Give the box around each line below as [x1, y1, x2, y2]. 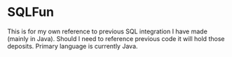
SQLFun [7, 4, 55, 20]
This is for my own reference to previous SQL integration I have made [7, 27, 208, 35]
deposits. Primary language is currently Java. [7, 42, 138, 50]
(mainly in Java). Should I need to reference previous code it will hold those [7, 34, 225, 42]
